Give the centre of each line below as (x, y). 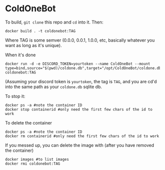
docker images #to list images (37, 159)
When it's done (20, 55)
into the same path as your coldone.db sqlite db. (54, 87)
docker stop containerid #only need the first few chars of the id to (79, 109)
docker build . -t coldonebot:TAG (41, 31)
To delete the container (29, 122)
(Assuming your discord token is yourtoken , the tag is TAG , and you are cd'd (81, 81)
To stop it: (15, 96)
